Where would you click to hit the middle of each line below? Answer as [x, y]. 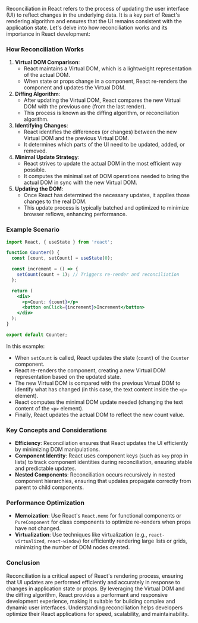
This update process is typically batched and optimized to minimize [106, 208]
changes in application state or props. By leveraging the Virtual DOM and [95, 588]
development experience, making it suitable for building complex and [91, 601]
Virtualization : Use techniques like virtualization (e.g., [81, 535]
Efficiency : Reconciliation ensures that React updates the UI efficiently [101, 443]
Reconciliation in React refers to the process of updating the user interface [98, 9]
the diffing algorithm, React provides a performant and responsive [87, 594]
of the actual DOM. [47, 75]
